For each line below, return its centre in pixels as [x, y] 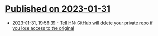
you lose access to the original [43, 28]
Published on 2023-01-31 [58, 9]
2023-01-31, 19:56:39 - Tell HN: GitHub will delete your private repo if [82, 23]
